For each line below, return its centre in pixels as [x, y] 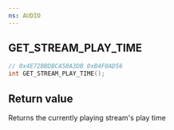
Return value [41, 98]
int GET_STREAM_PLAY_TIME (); [57, 74]
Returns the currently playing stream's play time [87, 118]
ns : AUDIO [25, 16]
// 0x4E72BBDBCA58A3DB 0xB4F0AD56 [66, 66]
